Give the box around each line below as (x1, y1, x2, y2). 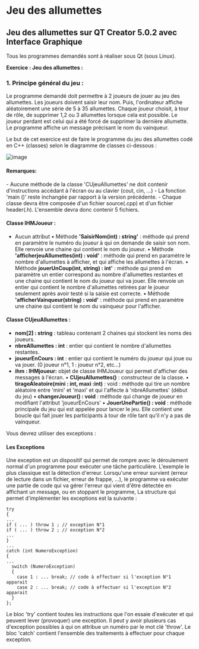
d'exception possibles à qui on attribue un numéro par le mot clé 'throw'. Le (6, 623, 191, 631)
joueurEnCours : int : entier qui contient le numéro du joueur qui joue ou (14, 354, 192, 361)
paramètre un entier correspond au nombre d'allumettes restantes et (14, 271, 183, 278)
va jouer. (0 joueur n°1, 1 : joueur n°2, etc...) (14, 361, 121, 368)
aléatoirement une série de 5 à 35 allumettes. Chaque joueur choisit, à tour (6, 105, 189, 112)
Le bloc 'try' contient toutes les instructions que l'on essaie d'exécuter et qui (6, 611, 194, 618)
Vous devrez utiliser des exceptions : (6, 429, 96, 437)
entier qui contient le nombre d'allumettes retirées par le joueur (14, 283, 169, 290)
